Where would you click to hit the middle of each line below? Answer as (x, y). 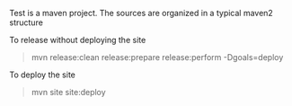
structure (26, 22)
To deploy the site (43, 75)
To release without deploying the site (78, 40)
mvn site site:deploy (68, 92)
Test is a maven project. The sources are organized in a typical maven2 (142, 13)
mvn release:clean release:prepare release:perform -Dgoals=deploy (157, 57)
